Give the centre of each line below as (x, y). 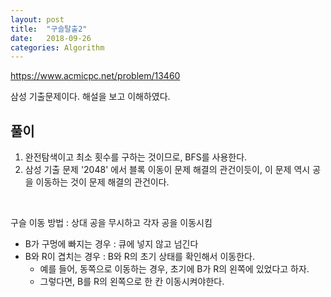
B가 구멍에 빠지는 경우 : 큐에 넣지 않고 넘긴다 (111, 244)
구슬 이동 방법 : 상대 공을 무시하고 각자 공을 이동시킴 (111, 223)
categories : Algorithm (57, 47)
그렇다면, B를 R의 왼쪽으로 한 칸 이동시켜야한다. (132, 282)
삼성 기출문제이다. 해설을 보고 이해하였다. (90, 97)
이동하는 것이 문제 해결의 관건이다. (102, 182)
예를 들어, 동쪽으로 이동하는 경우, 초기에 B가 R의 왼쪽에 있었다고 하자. (174, 269)
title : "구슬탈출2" (49, 29)
